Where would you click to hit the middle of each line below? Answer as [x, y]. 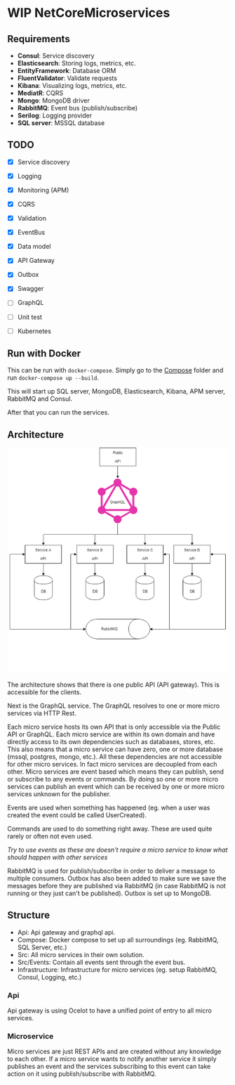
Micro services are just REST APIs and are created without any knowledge [114, 1051]
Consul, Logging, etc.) [49, 977]
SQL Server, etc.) [42, 947]
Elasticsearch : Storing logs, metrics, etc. [76, 63]
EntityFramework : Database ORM [67, 71]
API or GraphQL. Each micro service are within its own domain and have [111, 734]
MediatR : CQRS [40, 93]
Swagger [31, 289]
